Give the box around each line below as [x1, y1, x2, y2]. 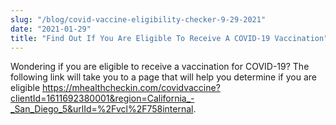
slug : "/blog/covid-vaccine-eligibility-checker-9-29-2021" [10, 14, 267, 25]
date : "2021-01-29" [10, 24, 92, 34]
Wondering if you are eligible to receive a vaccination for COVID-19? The [10, 61, 310, 73]
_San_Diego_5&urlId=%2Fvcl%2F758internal [10, 103, 194, 115]
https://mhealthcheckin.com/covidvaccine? [41, 82, 221, 94]
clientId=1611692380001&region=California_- [10, 92, 195, 105]
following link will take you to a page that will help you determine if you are [10, 71, 317, 83]
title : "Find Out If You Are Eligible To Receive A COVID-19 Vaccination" [10, 33, 329, 43]
